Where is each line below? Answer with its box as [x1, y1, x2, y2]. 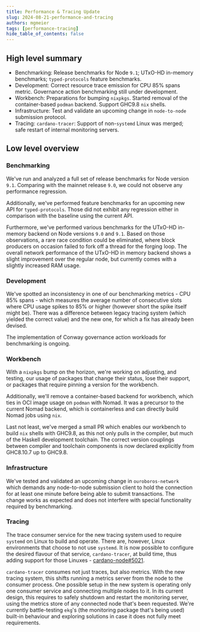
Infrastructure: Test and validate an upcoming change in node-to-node [14, 107, 187, 114]
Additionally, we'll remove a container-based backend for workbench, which [6, 393, 194, 400]
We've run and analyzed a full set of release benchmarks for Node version [6, 175, 189, 182]
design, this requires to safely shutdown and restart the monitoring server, [6, 593, 189, 601]
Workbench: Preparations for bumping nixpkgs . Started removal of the [14, 94, 188, 102]
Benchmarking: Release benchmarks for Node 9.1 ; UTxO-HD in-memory [14, 69, 194, 76]
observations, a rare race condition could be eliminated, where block [6, 236, 176, 243]
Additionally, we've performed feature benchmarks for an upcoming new [6, 199, 185, 206]
